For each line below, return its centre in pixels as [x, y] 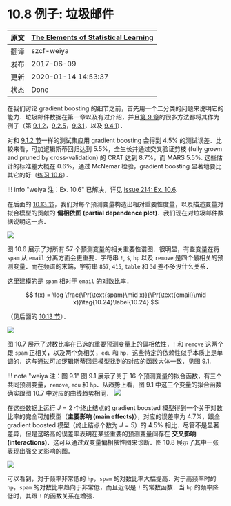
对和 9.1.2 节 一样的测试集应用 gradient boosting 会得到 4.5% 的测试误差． [111, 140]
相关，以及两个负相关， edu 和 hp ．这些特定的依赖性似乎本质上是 [126, 352]
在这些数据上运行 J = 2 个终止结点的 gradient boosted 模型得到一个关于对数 [115, 407]
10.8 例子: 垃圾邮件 [61, 14]
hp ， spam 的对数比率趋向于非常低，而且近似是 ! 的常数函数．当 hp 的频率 [110, 487]
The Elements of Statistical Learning [92, 37]
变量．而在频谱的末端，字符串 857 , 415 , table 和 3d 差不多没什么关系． [112, 266]
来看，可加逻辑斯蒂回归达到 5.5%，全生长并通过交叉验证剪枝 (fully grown [118, 148]
